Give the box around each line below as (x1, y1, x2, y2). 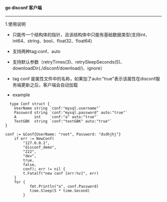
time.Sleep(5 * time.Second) (29, 189, 90, 194)
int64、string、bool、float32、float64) (12, 38, 92, 44)
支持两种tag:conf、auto (12, 49, 61, 55)
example (12, 92, 30, 98)
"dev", (23, 154, 37, 159)
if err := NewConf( (14, 136, 55, 141)
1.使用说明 (5, 21, 26, 27)
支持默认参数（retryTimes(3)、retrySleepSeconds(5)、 (12, 59, 125, 65)
